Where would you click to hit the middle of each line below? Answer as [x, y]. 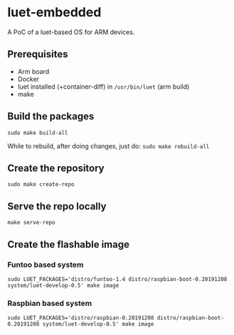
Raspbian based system [50, 303]
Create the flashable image [69, 245]
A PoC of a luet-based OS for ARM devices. [71, 32]
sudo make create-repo [41, 185]
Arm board [33, 71]
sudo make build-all [38, 133]
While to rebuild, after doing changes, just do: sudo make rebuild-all [108, 145]
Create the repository [56, 168]
